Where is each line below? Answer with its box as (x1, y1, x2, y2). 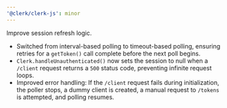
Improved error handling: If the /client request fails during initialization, (16, 78, 220, 86)
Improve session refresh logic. (6, 29, 92, 37)
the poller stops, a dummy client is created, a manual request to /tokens (16, 85, 220, 94)
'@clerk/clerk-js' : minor (6, 10, 80, 17)
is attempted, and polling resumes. (16, 93, 115, 101)
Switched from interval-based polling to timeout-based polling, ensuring (16, 42, 221, 50)
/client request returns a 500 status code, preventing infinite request (16, 64, 212, 72)
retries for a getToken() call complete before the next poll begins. (16, 49, 201, 57)
